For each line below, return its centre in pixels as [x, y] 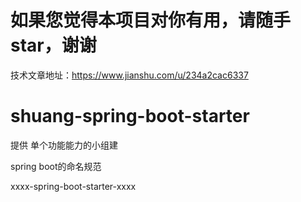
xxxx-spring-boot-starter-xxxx [73, 186]
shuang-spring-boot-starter [130, 116]
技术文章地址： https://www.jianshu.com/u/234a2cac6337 [129, 75]
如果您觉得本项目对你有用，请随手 [151, 20]
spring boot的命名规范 [56, 166]
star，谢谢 [53, 45]
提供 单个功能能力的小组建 [64, 145]
